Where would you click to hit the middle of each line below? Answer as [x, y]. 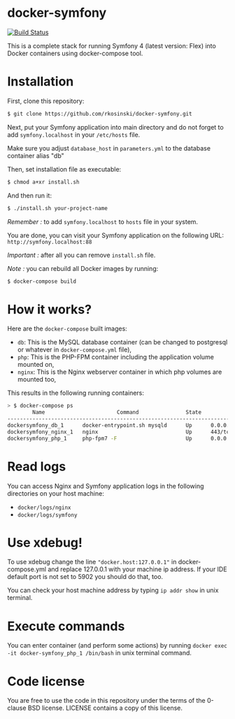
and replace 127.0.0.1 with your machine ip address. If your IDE [137, 569]
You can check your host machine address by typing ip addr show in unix [113, 590]
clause [17, 708]
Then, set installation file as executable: [64, 169]
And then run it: [30, 195]
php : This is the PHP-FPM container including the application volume [116, 357]
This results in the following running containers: [76, 393]
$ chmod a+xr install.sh [43, 182]
